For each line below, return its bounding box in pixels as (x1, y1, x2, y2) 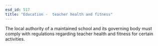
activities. (5, 36, 25, 42)
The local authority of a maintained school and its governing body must (5, 25, 152, 31)
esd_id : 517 (5, 7, 30, 12)
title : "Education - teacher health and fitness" (5, 12, 113, 17)
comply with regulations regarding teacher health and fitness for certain (5, 31, 153, 37)
